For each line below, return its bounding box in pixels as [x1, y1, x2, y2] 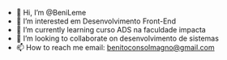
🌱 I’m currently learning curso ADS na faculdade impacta [15, 25, 207, 34]
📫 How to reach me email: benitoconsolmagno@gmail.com [15, 43, 215, 52]
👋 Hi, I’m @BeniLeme [15, 8, 87, 17]
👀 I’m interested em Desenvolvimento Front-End [15, 16, 177, 26]
